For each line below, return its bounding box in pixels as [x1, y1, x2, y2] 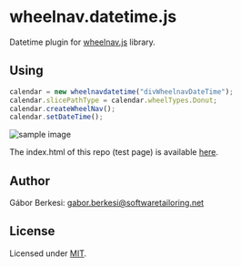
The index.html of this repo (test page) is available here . [9, 147, 219, 158]
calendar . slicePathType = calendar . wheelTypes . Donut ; [9, 96, 218, 105]
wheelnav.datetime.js [9, 6, 177, 27]
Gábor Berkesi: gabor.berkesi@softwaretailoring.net [9, 198, 205, 209]
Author [9, 173, 50, 189]
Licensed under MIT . [9, 248, 87, 259]
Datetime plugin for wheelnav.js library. [9, 36, 156, 47]
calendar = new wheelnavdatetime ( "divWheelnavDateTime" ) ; [9, 87, 234, 97]
